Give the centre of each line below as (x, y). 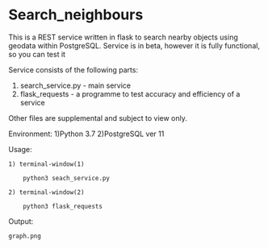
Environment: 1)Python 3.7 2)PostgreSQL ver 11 (86, 134)
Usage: (20, 149)
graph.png (25, 236)
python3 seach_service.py (67, 178)
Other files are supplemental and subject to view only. (98, 118)
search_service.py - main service (75, 85)
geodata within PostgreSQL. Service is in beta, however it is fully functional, (134, 45)
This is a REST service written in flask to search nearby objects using (123, 37)
